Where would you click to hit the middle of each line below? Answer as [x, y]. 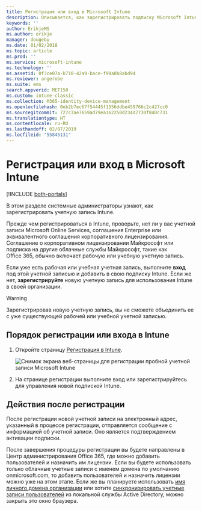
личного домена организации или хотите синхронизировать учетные [95, 488]
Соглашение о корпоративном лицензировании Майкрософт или [90, 243]
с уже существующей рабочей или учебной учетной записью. [87, 316]
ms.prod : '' [21, 57]
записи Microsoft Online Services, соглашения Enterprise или [84, 230]
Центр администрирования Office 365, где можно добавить [83, 456]
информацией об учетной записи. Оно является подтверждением [91, 432]
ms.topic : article [29, 51]
